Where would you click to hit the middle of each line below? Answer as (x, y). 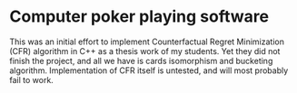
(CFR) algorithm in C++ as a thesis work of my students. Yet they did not (145, 51)
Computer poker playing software (139, 17)
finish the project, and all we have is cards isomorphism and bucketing (141, 60)
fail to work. (32, 79)
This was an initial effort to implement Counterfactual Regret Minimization (147, 42)
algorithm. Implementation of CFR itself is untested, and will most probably (149, 70)
